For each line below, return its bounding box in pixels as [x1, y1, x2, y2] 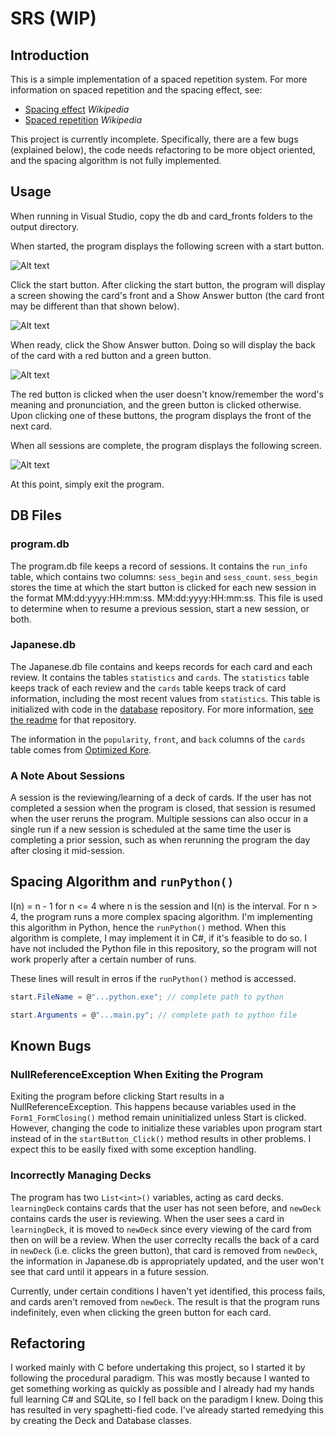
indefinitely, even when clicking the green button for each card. [10, 1306, 272, 1318]
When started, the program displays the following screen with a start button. [10, 240, 325, 252]
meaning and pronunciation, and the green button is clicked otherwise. [10, 398, 302, 411]
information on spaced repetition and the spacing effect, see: [10, 84, 263, 96]
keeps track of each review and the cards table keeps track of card [10, 682, 287, 694]
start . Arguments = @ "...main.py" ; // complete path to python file [10, 1010, 298, 1020]
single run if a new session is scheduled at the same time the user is [10, 823, 292, 836]
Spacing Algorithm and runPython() [10, 873, 235, 891]
